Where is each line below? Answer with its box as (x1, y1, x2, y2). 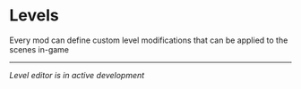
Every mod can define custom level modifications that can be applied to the (9, 35, 288, 45)
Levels (9, 5, 60, 26)
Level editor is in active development (9, 69, 145, 80)
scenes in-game (9, 44, 70, 54)
